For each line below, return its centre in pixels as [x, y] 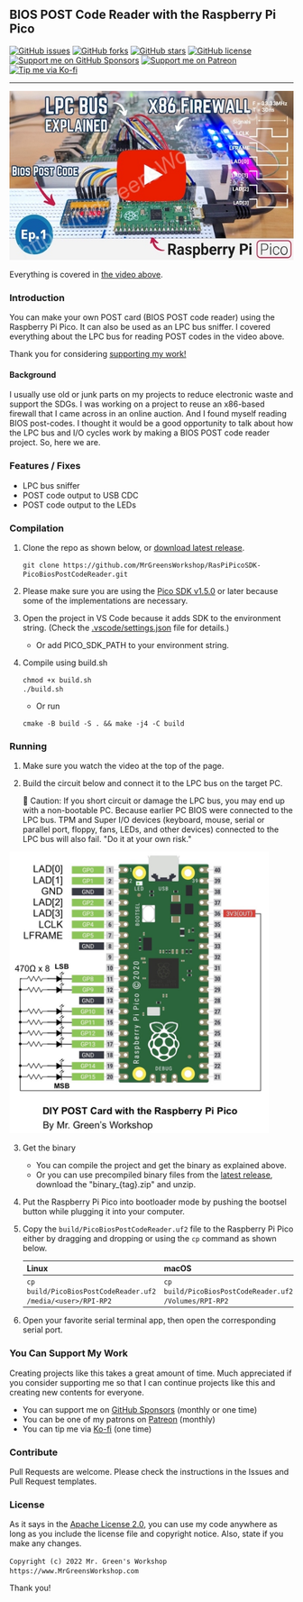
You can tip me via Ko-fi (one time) [87, 1429]
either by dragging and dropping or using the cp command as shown [149, 1239]
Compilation [37, 528]
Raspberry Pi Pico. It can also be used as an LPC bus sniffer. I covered [140, 327]
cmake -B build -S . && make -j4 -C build [103, 723]
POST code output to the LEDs [79, 505]
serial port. [42, 1330]
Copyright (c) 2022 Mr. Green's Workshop [88, 1562]
